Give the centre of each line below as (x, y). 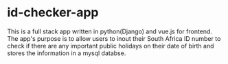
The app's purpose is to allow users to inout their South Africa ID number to (114, 38)
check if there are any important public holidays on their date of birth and (111, 46)
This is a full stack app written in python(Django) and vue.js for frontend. (110, 31)
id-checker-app (53, 13)
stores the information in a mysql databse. (67, 53)
